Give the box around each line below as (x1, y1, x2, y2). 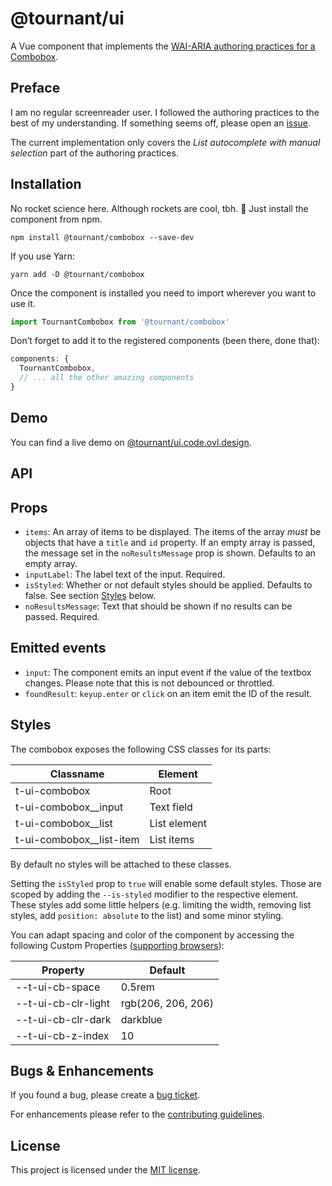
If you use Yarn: (10, 250, 76, 262)
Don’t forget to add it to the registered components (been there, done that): (10, 335, 320, 347)
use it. (10, 297, 36, 309)
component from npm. (10, 213, 103, 225)
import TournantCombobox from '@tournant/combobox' (10, 317, 230, 327)
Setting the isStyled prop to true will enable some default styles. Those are (10, 877, 322, 889)
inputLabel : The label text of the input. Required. (24, 568, 226, 580)
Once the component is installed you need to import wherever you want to (10, 287, 317, 299)
